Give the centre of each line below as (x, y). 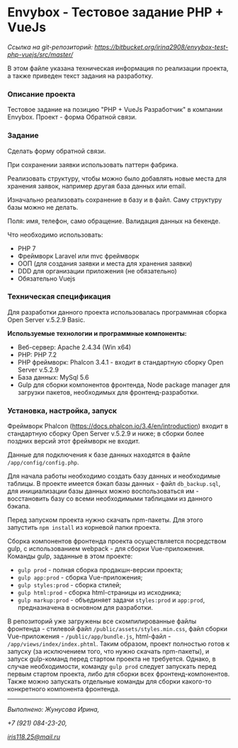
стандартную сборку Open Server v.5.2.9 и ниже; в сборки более (106, 433)
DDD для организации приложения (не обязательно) (97, 271)
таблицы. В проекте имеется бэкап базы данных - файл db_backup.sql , (114, 484)
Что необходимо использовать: (55, 234)
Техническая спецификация (59, 297)
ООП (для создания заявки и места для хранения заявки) (105, 263)
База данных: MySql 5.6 (53, 377)
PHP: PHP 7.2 (37, 354)
